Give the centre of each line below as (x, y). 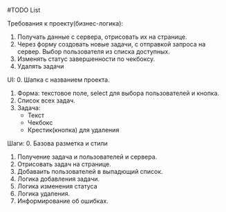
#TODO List (24, 10)
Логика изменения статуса (57, 186)
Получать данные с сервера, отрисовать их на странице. (102, 37)
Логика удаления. (44, 194)
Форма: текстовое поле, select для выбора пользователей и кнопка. (118, 93)
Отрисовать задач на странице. (64, 164)
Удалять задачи (40, 66)
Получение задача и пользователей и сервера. (87, 157)
